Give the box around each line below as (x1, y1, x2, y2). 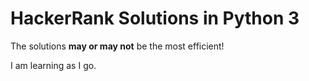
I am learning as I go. (10, 59, 97, 71)
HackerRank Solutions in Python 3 (10, 7, 300, 30)
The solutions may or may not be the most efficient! (10, 40, 225, 52)
